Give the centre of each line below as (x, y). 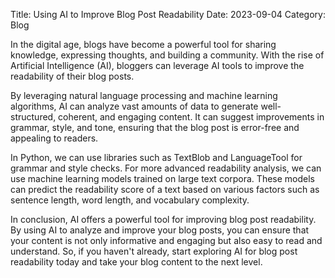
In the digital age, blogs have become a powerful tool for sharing (143, 44)
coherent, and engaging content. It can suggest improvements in (191, 117)
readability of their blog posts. (72, 76)
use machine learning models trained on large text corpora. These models (162, 178)
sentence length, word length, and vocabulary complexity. (130, 200)
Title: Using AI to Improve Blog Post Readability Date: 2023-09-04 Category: (168, 14)
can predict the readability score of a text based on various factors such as (165, 189)
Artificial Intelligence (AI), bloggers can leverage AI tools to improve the (157, 65)
